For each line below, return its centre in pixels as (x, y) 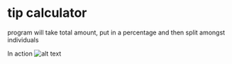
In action (20, 53)
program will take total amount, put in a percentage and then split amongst (116, 32)
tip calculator (47, 13)
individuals (23, 39)
